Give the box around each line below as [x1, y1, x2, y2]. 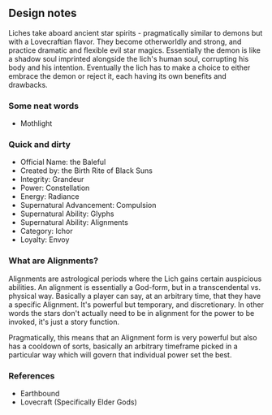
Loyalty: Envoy [19, 235, 70, 244]
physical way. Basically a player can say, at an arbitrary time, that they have [8, 291, 261, 300]
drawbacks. [8, 80, 48, 89]
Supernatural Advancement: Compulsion [19, 201, 157, 210]
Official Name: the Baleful [19, 158, 106, 167]
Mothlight [19, 119, 53, 128]
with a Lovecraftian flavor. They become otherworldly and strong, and [8, 37, 242, 46]
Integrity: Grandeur [19, 175, 84, 184]
